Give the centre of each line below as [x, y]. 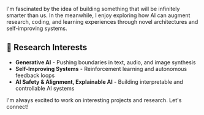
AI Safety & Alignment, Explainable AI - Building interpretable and [99, 81]
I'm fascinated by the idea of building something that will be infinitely [93, 9]
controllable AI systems [45, 88]
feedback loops [35, 75]
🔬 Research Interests [47, 47]
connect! [17, 106]
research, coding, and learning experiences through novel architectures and [102, 22]
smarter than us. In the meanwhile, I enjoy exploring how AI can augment [98, 15]
